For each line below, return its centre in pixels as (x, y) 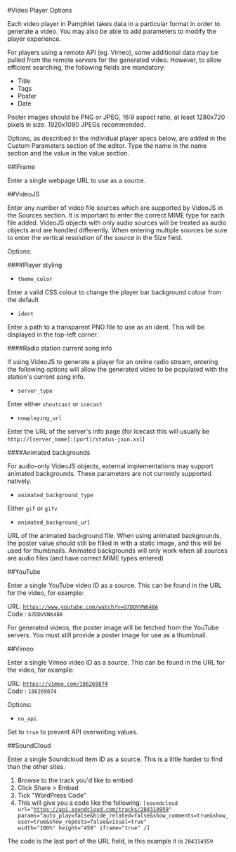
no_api (27, 719)
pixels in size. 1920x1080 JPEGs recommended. (77, 125)
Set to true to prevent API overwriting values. (73, 732)
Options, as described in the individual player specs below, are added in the (117, 138)
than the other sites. (36, 766)
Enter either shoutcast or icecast (55, 404)
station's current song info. (46, 377)
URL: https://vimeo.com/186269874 (58, 683)
